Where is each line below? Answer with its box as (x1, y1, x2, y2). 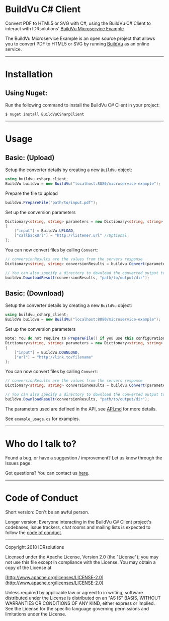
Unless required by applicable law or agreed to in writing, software (5, 589, 143, 595)
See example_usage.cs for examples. (5, 416, 80, 422)
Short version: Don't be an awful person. (5, 509, 90, 515)
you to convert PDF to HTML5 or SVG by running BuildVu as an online (5, 40, 149, 46)
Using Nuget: (5, 88, 48, 97)
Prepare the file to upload (5, 190, 58, 196)
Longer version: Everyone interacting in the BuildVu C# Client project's (5, 519, 152, 525)
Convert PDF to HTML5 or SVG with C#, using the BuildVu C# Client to (5, 20, 151, 26)
